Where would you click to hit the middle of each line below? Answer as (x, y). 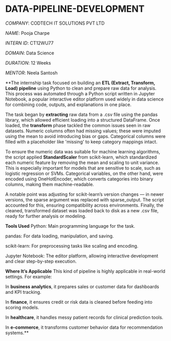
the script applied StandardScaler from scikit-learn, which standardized (81, 157)
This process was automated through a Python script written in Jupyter (80, 93)
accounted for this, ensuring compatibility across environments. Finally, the (84, 205)
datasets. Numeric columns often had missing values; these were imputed (83, 131)
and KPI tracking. (23, 292)
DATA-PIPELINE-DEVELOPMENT (75, 9)
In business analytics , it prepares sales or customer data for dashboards (82, 286)
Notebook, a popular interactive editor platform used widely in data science (84, 99)
